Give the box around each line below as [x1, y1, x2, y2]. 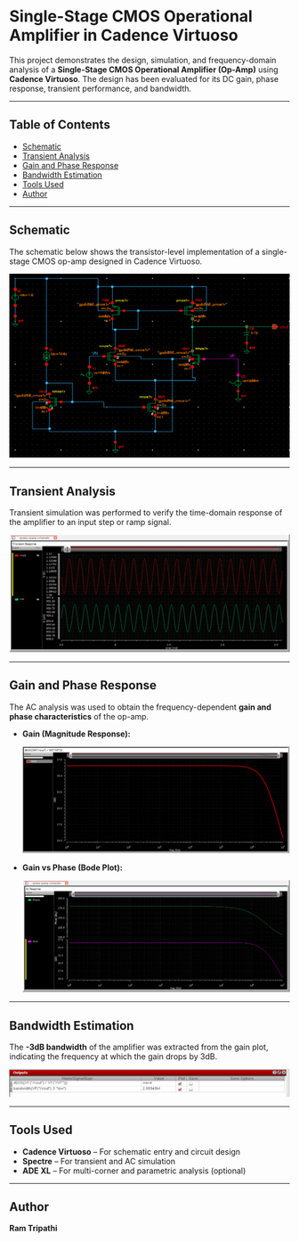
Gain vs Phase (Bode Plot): [21, 862, 123, 873]
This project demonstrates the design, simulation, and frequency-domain [9, 54, 277, 65]
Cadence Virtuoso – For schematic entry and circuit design [21, 1146, 241, 1156]
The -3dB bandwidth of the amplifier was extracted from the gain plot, [9, 1041, 269, 1053]
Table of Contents [9, 118, 111, 133]
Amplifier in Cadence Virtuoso [9, 25, 238, 45]
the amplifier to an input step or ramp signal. [9, 516, 172, 527]
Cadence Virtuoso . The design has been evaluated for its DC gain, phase [9, 73, 279, 84]
